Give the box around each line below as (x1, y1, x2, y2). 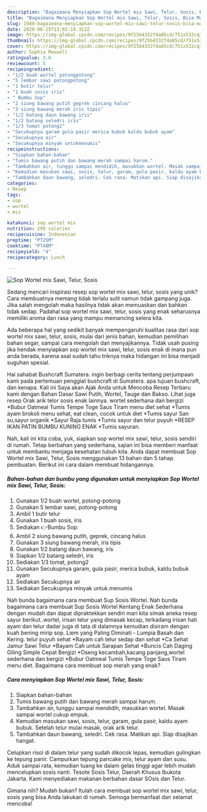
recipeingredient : (7, 66, 54, 72)
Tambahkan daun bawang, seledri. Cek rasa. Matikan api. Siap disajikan (15, 730, 198, 738)
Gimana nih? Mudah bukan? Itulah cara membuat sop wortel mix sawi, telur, (7, 787, 198, 794)
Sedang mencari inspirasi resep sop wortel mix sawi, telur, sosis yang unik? (7, 288, 198, 295)
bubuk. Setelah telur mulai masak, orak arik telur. (15, 724, 140, 732)
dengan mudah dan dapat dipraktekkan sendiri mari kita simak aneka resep (7, 609, 197, 617)
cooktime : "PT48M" (7, 243, 54, 249)
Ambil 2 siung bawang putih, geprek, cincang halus (15, 533, 146, 540)
